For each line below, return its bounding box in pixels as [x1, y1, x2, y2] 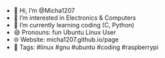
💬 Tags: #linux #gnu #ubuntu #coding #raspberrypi [13, 43, 159, 51]
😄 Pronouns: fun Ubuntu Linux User [13, 28, 116, 36]
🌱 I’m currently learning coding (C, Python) [13, 21, 135, 29]
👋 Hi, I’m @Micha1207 [13, 7, 75, 14]
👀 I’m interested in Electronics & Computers [13, 14, 136, 22]
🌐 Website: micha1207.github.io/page [13, 35, 119, 44]
